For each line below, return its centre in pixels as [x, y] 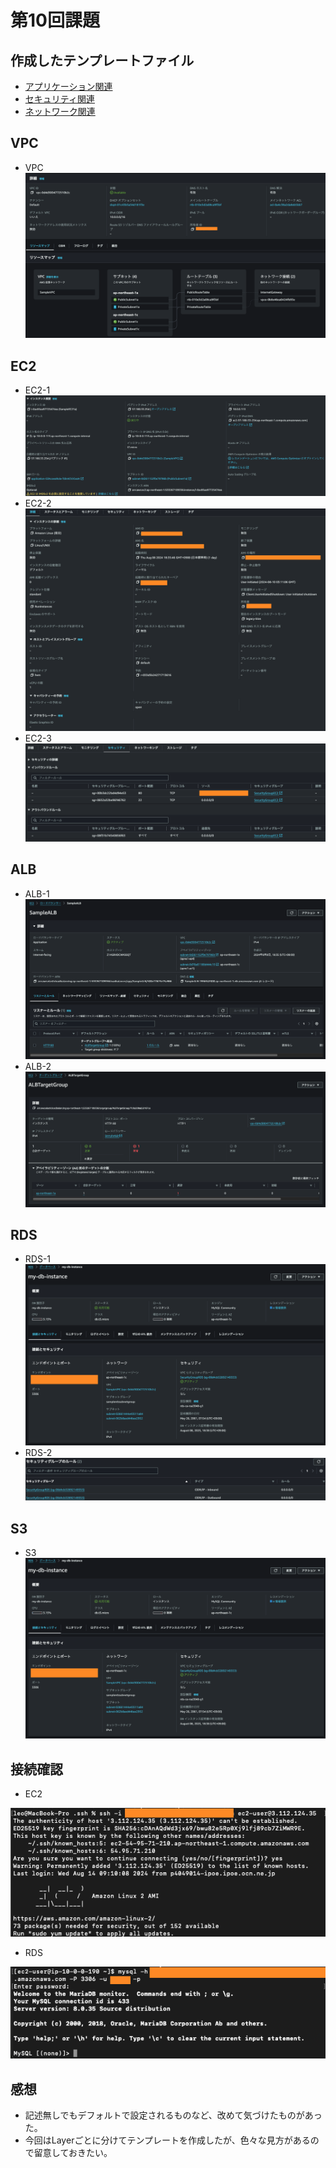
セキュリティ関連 [59, 99]
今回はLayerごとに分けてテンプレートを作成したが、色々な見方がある [167, 2140]
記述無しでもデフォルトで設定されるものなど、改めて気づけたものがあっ [173, 2115]
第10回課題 [55, 20]
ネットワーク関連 [60, 111]
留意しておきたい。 [73, 2152]
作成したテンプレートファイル [102, 60]
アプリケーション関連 [68, 86]
